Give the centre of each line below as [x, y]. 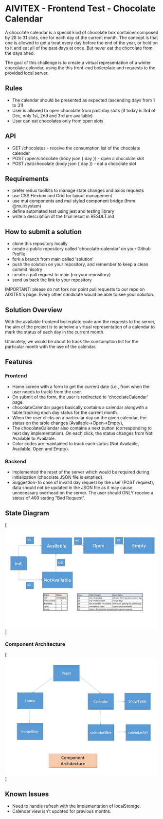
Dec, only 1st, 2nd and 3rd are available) [52, 116]
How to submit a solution [43, 232]
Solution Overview [34, 310]
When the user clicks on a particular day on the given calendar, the [79, 417]
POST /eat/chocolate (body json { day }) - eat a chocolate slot [74, 164]
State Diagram [27, 513]
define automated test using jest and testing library [63, 211]
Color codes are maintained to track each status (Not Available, [75, 443]
